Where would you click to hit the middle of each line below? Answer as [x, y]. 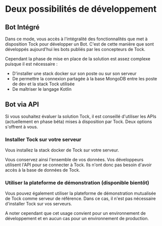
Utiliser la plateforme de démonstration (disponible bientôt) [77, 183]
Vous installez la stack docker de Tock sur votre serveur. [62, 150]
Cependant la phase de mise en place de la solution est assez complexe [78, 59]
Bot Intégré [23, 27]
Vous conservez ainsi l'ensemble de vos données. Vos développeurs [74, 160]
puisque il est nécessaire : [31, 64]
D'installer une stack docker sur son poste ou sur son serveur [74, 74]
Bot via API [22, 105]
